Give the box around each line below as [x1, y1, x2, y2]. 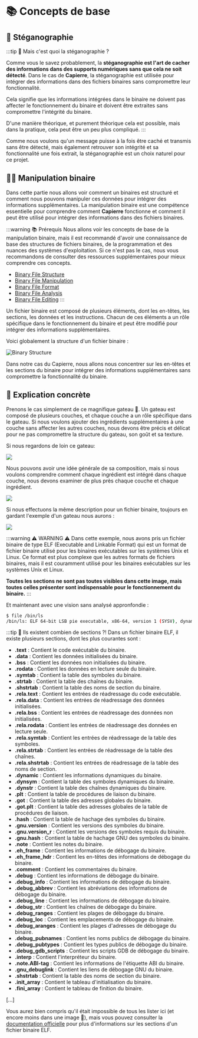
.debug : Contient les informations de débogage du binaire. [14, 872, 159, 879]
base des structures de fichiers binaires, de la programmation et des [6, 240, 173, 248]
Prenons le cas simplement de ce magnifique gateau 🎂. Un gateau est [6, 405, 176, 413]
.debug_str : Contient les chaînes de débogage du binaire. [14, 904, 157, 911]
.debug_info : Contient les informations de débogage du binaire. [14, 878, 171, 885]
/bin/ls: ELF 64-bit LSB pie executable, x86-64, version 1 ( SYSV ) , [6, 618, 178, 624]
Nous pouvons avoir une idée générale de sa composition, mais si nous [6, 464, 180, 472]
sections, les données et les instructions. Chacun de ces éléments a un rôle [6, 313, 190, 320]
